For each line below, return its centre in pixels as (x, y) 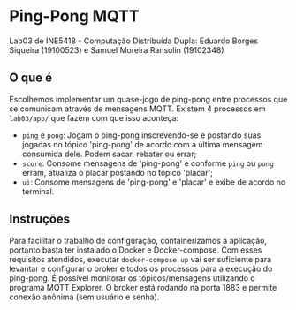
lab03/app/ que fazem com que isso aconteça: (94, 117)
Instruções (40, 219)
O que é (31, 78)
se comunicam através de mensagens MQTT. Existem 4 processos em (137, 109)
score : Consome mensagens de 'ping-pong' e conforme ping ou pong (148, 163)
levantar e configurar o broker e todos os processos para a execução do (141, 268)
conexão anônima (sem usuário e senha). (84, 297)
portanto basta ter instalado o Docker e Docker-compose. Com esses (136, 250)
